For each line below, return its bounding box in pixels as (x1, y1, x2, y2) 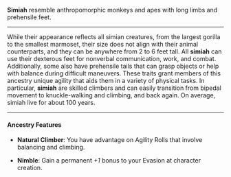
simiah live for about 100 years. (7, 99, 96, 106)
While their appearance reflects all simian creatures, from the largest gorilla (7, 33, 221, 40)
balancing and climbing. (16, 143, 85, 152)
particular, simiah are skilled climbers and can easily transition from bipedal (7, 84, 221, 92)
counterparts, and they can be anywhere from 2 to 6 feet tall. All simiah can (7, 47, 222, 56)
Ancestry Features (7, 120, 62, 129)
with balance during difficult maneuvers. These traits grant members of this (7, 69, 221, 78)
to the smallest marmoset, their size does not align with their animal (7, 40, 198, 48)
